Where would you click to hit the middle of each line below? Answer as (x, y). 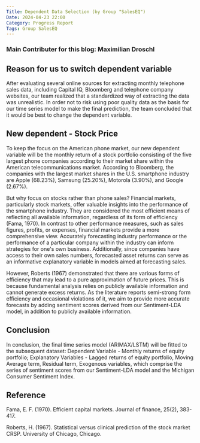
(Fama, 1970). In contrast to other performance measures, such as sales (95, 223)
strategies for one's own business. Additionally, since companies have (93, 248)
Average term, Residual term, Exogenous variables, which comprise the (94, 363)
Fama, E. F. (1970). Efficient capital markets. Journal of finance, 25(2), (92, 409)
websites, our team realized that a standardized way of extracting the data (98, 96)
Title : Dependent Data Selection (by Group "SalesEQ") (76, 12)
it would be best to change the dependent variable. (69, 115)
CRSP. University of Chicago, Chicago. (54, 434)
